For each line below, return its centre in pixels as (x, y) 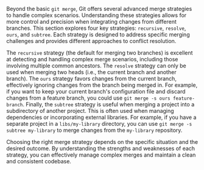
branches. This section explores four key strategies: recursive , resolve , (96, 28)
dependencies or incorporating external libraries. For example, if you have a (101, 117)
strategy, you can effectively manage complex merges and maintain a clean (101, 155)
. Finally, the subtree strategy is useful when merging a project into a (108, 104)
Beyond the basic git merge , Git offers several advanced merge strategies (99, 9)
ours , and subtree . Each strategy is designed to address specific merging (98, 35)
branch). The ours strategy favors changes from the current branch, (91, 79)
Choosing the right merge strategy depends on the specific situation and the (102, 142)
